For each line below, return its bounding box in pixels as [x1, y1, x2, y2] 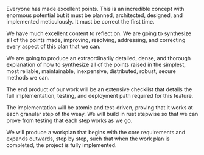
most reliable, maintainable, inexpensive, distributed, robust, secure [6, 67, 177, 75]
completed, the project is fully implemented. [6, 142, 117, 148]
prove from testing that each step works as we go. [6, 117, 133, 124]
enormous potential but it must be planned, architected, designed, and [6, 12, 183, 19]
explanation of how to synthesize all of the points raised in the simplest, [6, 61, 186, 68]
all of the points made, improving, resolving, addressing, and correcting [6, 36, 186, 43]
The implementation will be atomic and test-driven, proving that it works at [6, 104, 193, 111]
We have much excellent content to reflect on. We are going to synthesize [6, 30, 192, 37]
